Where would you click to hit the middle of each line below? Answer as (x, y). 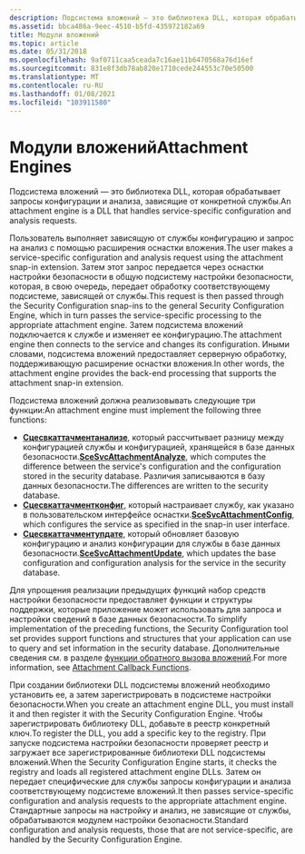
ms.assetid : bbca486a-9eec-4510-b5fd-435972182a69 (107, 26)
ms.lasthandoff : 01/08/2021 (63, 94)
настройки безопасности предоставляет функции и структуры (131, 600)
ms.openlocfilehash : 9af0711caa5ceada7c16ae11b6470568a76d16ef (132, 60)
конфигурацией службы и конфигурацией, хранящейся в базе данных (158, 447)
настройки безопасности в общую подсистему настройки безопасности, (152, 277)
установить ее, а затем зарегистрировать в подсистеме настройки (140, 695)
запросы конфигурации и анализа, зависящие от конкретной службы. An (151, 202)
